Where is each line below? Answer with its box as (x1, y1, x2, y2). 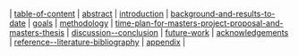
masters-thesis (9, 28, 65, 37)
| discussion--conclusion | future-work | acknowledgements (66, 28, 289, 37)
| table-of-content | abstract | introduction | (9, 9, 169, 19)
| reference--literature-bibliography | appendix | (9, 36, 186, 47)
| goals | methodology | (27, 18, 114, 28)
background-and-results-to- (170, 9, 276, 19)
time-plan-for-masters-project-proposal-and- (115, 18, 284, 28)
